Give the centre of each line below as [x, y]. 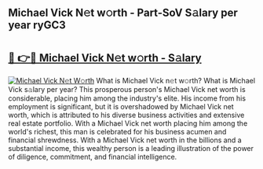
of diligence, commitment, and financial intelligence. [93, 157]
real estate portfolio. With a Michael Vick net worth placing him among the [128, 123]
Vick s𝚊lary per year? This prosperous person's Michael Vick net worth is [127, 89]
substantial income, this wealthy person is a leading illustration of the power [131, 148]
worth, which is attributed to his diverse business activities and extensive [126, 115]
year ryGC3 [37, 26]
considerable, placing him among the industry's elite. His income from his [127, 98]
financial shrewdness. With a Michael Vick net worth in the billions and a [125, 140]
